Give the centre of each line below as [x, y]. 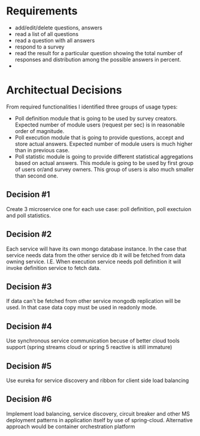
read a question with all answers [55, 40]
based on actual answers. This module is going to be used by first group [104, 163]
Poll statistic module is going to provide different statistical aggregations [104, 157]
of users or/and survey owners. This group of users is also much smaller [104, 169]
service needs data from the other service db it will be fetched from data [96, 255]
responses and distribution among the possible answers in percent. [98, 59]
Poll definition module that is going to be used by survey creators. [96, 118]
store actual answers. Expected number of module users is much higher [104, 144]
